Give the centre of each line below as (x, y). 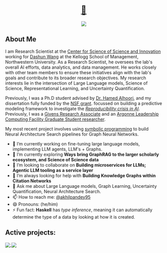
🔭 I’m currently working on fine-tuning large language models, (76, 143)
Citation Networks (32, 181)
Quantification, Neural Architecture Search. (57, 191)
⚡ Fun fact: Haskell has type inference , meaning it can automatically (83, 210)
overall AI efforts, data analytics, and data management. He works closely (81, 67)
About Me (21, 39)
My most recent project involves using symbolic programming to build (77, 128)
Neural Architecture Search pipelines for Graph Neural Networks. (72, 134)
